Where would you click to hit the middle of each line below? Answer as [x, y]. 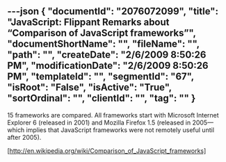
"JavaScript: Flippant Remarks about [88, 23]
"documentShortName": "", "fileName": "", [103, 44]
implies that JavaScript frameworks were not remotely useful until [120, 130]
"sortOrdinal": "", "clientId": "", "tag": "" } [102, 98]
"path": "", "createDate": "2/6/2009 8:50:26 [107, 55]
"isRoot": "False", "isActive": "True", [89, 87]
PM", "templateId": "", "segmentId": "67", [101, 77]
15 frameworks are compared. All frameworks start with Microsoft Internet [113, 115]
